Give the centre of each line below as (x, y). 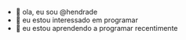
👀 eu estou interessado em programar (77, 20)
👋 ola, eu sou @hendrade (57, 12)
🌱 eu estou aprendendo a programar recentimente (97, 28)
